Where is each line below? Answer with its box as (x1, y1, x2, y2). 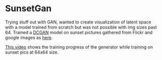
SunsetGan (5, 3, 52, 14)
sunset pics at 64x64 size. (5, 49, 59, 55)
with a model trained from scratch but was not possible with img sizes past (5, 24, 157, 30)
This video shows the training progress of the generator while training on (5, 44, 153, 50)
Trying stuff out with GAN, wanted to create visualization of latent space (5, 19, 152, 25)
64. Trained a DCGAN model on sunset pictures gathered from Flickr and (5, 29, 153, 35)
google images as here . (5, 35, 53, 40)
